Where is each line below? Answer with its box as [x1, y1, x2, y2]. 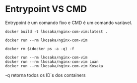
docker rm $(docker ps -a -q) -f [5, 46, 74, 51]
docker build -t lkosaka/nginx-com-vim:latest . [5, 29, 108, 34]
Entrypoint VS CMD [5, 3, 87, 15]
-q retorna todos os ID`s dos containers [5, 72, 86, 78]
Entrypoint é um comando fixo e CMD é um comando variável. [5, 20, 133, 26]
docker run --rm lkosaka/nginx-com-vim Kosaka [5, 63, 103, 68]
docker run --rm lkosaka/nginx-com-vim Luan [5, 59, 99, 64]
